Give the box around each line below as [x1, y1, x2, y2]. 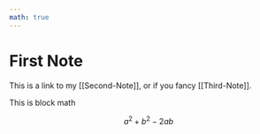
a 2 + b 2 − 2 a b [123, 114, 174, 126]
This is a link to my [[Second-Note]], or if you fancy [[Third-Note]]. [9, 80, 252, 91]
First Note [9, 50, 84, 71]
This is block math [9, 97, 76, 108]
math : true [9, 12, 50, 22]
